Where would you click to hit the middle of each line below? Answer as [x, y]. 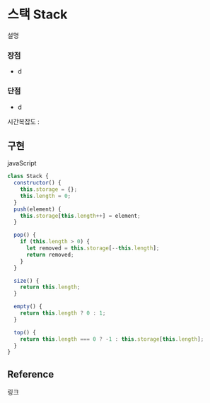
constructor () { [37, 183]
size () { [27, 281]
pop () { [25, 235]
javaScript [22, 163]
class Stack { [28, 176]
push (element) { [37, 209]
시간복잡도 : [24, 122]
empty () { [28, 307]
